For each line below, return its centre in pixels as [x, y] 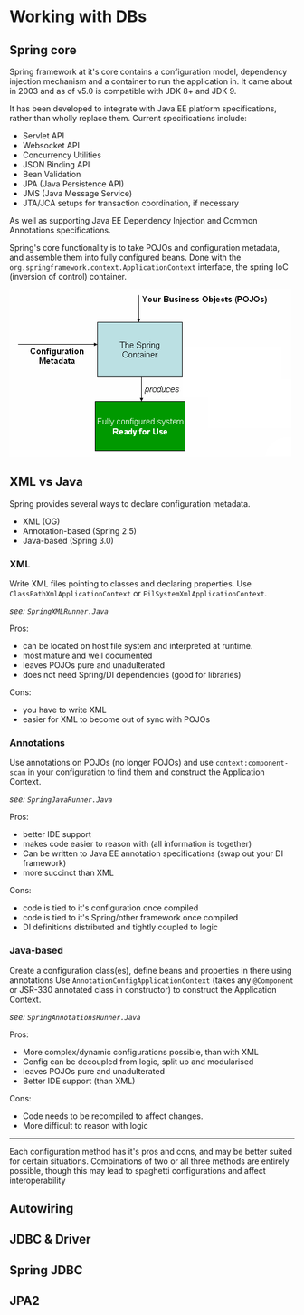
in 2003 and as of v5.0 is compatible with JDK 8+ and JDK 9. [123, 91]
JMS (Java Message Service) [77, 193]
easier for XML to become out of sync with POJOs [116, 719]
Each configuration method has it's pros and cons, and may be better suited [151, 1151]
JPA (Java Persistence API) [73, 184]
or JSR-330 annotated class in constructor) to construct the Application [143, 989]
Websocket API [51, 145]
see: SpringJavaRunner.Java [61, 799]
